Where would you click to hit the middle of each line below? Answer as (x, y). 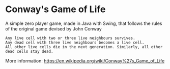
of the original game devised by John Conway (53, 28)
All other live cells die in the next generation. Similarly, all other (84, 47)
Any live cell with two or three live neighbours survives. (70, 38)
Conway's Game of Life (55, 9)
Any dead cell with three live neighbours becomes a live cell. (75, 42)
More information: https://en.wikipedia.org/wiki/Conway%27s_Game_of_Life (85, 61)
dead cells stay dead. (29, 51)
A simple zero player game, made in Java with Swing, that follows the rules (84, 23)
